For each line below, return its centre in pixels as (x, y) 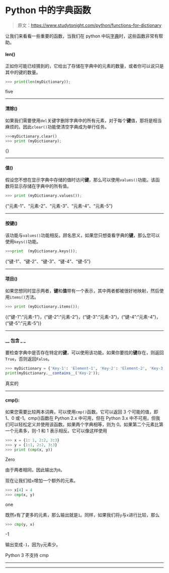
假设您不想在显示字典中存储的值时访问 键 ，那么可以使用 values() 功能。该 (80, 180)
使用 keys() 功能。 (23, 242)
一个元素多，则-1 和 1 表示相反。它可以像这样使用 (56, 431)
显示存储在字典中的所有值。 (43, 186)
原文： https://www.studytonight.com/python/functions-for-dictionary (90, 25)
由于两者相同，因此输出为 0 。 (35, 470)
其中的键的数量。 (23, 72)
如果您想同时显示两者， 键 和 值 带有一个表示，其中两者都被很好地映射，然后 (82, 291)
